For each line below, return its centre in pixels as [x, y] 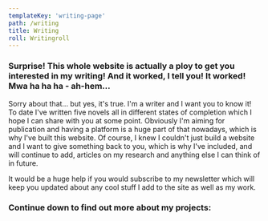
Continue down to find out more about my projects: [110, 207]
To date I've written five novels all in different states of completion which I [130, 112]
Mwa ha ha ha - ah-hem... [59, 86]
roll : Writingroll [39, 38]
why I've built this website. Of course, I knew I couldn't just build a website [132, 138]
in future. [23, 163]
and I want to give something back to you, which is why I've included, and [130, 146]
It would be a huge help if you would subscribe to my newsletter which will [132, 179]
